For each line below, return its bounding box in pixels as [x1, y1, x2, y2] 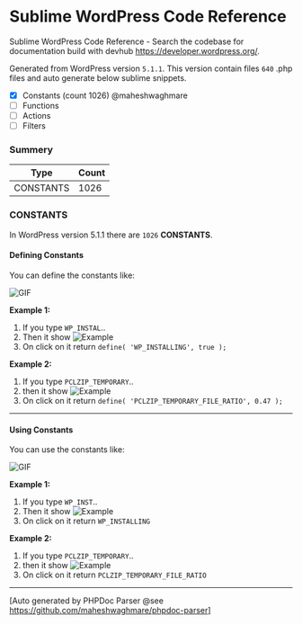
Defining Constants [9, 250, 84, 261]
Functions [22, 101, 60, 111]
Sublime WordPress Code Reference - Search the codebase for [9, 36, 244, 47]
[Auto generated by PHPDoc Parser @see [9, 595, 164, 606]
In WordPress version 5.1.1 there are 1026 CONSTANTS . [9, 229, 213, 240]
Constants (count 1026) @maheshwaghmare [22, 90, 189, 101]
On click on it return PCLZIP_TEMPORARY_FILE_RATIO [22, 569, 207, 581]
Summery [9, 144, 54, 156]
